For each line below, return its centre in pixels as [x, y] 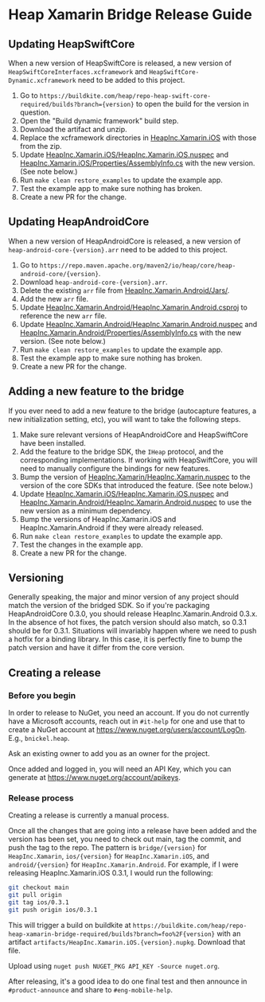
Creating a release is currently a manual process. [89, 815]
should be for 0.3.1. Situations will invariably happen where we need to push [132, 631]
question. [35, 112]
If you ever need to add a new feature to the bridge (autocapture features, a [132, 411]
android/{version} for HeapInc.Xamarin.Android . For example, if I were [123, 864]
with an [229, 934]
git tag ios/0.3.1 [39, 903]
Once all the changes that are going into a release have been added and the [132, 831]
